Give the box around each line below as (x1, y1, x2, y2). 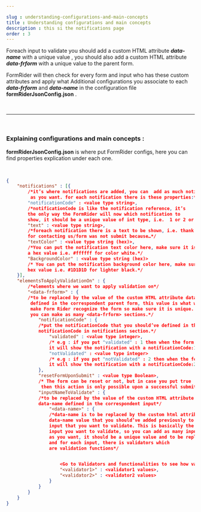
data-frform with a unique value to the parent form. (6, 60, 135, 67)
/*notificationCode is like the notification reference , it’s (28, 205, 186, 212)
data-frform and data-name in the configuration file (6, 85, 137, 92)
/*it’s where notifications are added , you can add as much (28, 189, 184, 195)
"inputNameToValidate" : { (38, 389, 106, 396)
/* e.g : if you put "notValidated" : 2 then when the (48, 356, 189, 362)
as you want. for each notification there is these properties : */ (30, 194, 199, 201)
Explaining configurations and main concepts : (6, 134, 145, 143)
